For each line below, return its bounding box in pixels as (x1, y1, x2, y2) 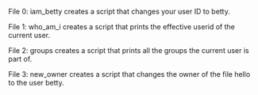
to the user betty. (8, 78, 65, 87)
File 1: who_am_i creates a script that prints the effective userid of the (8, 22, 236, 31)
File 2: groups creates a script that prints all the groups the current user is (8, 46, 249, 55)
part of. (8, 55, 33, 63)
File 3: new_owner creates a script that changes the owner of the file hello (8, 70, 251, 78)
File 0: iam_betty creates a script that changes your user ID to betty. (8, 7, 230, 16)
